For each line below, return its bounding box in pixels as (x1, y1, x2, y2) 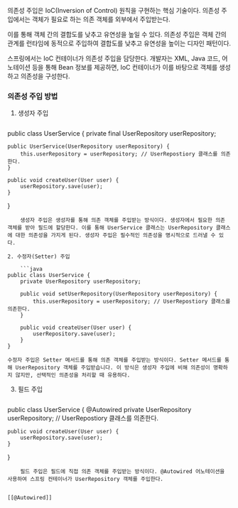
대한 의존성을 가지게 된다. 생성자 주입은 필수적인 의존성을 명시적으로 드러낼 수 (15, 232, 216, 239)
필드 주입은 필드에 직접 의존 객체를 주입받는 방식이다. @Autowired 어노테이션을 (20, 468, 225, 475)
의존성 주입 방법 (7, 91, 58, 101)
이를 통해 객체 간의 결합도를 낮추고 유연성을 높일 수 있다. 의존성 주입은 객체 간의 (7, 31, 227, 38)
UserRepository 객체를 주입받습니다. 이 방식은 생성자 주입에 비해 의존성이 (15, 364, 211, 372)
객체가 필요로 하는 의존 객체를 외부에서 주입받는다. (31, 15, 171, 23)
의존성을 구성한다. (20, 72, 70, 80)
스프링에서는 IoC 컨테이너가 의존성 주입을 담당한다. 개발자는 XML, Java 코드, (7, 54, 221, 63)
